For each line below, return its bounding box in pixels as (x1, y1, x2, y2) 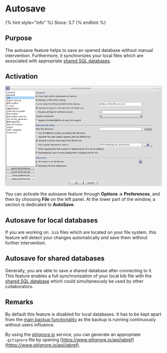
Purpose (5, 34, 32, 42)
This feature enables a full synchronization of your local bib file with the (5, 273, 152, 279)
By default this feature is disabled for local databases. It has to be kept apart (5, 311, 162, 317)
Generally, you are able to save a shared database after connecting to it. (5, 267, 153, 273)
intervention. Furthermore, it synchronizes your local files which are (5, 52, 144, 58)
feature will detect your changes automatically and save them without (5, 235, 148, 241)
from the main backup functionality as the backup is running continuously (5, 316, 156, 322)
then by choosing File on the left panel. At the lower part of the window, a (5, 196, 156, 202)
